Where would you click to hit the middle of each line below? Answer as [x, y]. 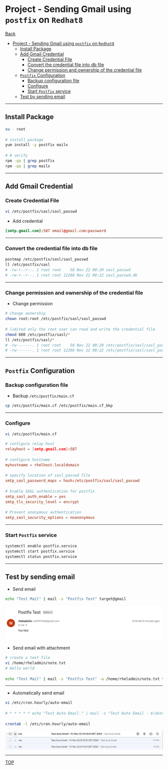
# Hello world [20, 668]
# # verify [16, 156]
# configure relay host [30, 444]
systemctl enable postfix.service [41, 546]
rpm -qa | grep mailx [28, 166]
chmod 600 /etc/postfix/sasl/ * [38, 334]
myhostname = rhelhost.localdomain [42, 465]
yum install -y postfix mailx [37, 145]
